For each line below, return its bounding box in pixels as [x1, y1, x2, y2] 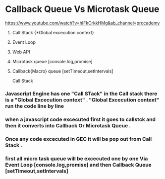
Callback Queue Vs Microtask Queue [5, 3, 160, 15]
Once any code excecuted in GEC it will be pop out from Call [5, 135, 152, 142]
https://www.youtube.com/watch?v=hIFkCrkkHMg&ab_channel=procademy [5, 20, 160, 26]
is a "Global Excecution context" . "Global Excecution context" [5, 96, 160, 103]
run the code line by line [5, 102, 64, 109]
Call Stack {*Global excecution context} [12, 29, 94, 35]
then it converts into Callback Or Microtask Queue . [5, 122, 131, 129]
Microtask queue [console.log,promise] [12, 58, 93, 64]
